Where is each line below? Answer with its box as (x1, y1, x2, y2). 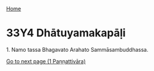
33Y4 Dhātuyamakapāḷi (6, 26, 126, 40)
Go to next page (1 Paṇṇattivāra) (6, 57, 86, 65)
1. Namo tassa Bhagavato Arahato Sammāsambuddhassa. (6, 46, 149, 53)
